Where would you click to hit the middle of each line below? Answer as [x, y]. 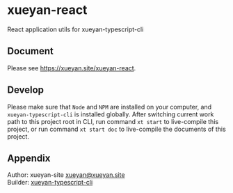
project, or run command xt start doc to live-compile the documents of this [116, 129]
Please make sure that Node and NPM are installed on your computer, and [110, 107]
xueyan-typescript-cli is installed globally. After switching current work [111, 114]
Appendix [29, 158]
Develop [25, 90]
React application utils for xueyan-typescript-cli [75, 29]
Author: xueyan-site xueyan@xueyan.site [66, 175]
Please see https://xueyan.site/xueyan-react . [72, 68]
